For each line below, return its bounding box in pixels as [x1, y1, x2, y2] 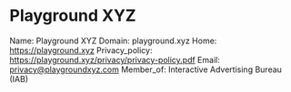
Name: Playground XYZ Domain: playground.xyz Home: [9, 35, 217, 46]
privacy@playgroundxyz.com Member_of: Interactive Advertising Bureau [9, 64, 282, 75]
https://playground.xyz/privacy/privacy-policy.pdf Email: [9, 54, 220, 65]
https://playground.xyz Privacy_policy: [9, 44, 153, 55]
